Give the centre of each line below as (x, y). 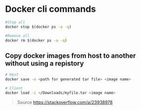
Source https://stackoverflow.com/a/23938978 (65, 102)
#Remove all (17, 36)
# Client (14, 88)
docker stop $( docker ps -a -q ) (38, 27)
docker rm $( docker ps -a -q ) (36, 40)
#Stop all (15, 22)
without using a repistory (45, 63)
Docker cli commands (51, 9)
